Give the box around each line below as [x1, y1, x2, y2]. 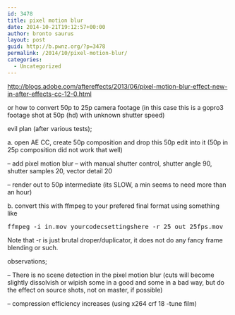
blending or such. [7, 243, 59, 252]
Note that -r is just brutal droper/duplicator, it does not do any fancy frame [7, 235, 224, 244]
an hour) [7, 187, 32, 196]
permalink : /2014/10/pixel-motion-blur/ [7, 50, 128, 57]
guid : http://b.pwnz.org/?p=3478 [7, 43, 106, 50]
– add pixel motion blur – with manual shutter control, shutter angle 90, [7, 159, 212, 168]
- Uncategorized [13, 63, 61, 70]
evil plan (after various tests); [7, 124, 92, 132]
